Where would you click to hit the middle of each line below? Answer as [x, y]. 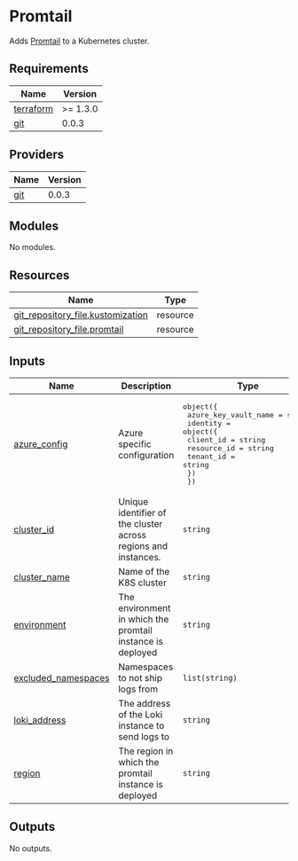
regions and [143, 546]
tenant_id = [211, 457]
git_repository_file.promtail [69, 330]
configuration [146, 455]
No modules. [32, 247]
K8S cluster [142, 583]
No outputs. [31, 848]
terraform [34, 108]
